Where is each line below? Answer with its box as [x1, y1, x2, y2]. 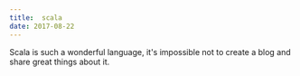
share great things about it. [9, 56, 110, 67]
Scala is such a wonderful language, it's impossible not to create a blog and [9, 46, 291, 57]
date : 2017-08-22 [9, 22, 75, 31]
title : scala [9, 13, 63, 23]
